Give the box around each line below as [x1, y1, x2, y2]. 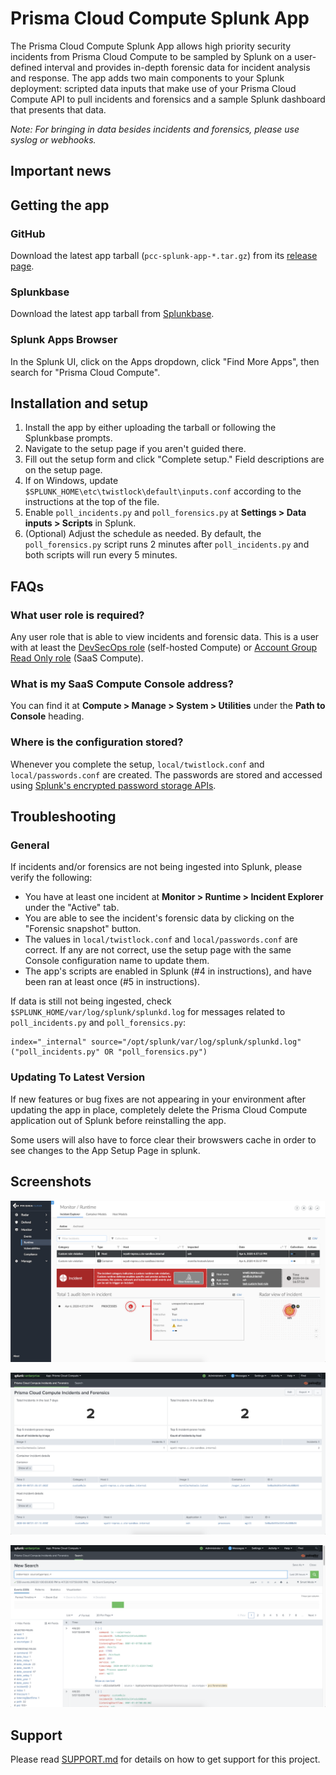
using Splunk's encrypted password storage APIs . [10, 779, 217, 791]
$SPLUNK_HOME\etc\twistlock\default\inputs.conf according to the [24, 485, 302, 497]
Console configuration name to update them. [24, 955, 210, 967]
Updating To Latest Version [10, 1070, 146, 1084]
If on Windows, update [24, 475, 119, 487]
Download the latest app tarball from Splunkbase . [10, 308, 215, 320]
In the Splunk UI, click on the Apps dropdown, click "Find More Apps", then [10, 355, 320, 367]
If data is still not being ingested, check [10, 995, 172, 1007]
